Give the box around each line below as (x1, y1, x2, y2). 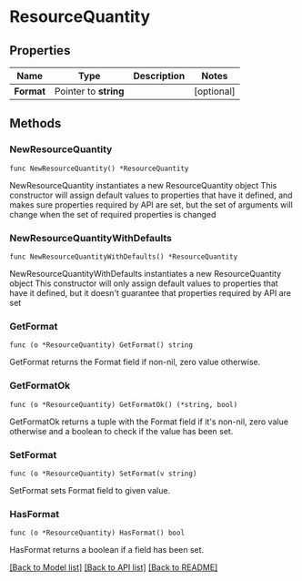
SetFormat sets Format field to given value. (9, 484, 171, 495)
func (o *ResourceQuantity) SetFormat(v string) (9, 469, 197, 478)
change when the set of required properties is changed (9, 209, 216, 219)
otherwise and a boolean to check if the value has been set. (9, 425, 234, 436)
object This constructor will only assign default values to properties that (9, 278, 279, 289)
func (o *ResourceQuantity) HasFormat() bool (9, 528, 185, 538)
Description (133, 70, 186, 82)
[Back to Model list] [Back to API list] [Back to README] (9, 562, 218, 573)
